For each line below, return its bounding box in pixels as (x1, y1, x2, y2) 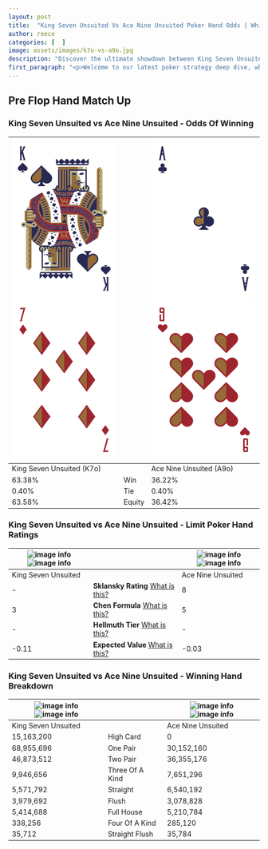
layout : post (8, 13, 52, 21)
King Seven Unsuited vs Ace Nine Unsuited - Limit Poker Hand (8, 519, 254, 530)
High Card (107, 732, 141, 742)
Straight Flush (107, 829, 154, 839)
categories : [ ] (8, 38, 66, 46)
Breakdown (8, 680, 53, 692)
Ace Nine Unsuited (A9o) (151, 464, 234, 474)
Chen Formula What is (93, 601, 167, 610)
